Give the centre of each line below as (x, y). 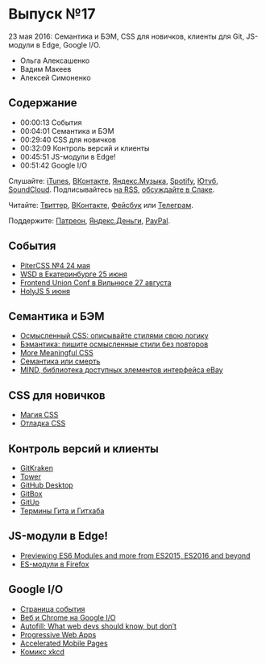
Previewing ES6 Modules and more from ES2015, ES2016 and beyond (135, 555)
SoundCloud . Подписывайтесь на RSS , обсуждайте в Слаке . (112, 189)
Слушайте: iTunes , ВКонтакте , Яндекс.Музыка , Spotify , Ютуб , (114, 181)
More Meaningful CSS (57, 353)
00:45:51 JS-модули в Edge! (68, 156)
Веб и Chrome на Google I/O (68, 617)
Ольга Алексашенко (55, 60)
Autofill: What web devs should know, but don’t (98, 626)
